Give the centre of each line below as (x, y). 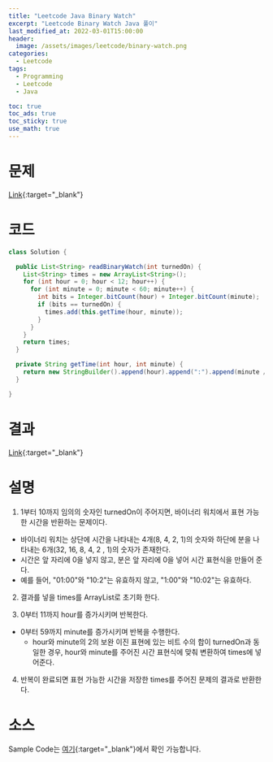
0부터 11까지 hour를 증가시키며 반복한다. (84, 614)
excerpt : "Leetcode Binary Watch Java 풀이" (83, 24)
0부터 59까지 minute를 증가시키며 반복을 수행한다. (100, 631)
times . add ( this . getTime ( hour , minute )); (114, 312)
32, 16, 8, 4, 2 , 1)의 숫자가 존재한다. (113, 549)
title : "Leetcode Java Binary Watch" (72, 16)
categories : (28, 54)
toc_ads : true (32, 114)
